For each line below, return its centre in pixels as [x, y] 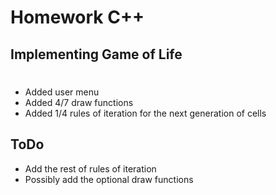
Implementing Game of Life [96, 54]
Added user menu [62, 92]
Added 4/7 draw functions [79, 102]
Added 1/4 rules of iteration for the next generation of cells [145, 113]
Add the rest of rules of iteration [90, 168]
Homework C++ [77, 17]
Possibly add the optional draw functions [109, 179]
